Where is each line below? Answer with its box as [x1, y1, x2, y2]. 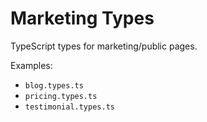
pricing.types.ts [24, 91, 98, 101]
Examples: [10, 59, 53, 71]
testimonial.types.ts [24, 102, 115, 112]
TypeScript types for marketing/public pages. [10, 40, 198, 52]
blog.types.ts [24, 80, 84, 91]
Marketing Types [10, 7, 155, 30]
